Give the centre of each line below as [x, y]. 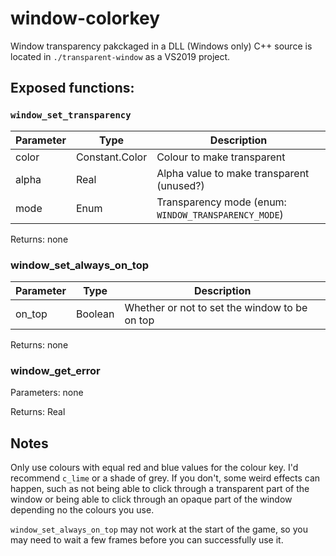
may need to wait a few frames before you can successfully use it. [147, 540]
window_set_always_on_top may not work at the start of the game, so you [159, 529]
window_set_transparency [71, 115]
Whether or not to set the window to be [216, 307]
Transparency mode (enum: [221, 202]
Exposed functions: [72, 88]
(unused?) [180, 185]
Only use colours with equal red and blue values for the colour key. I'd [154, 468]
